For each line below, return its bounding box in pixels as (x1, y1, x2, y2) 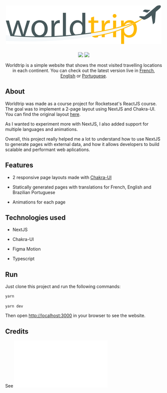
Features (5, 161, 33, 169)
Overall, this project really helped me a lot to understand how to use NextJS (5, 135, 161, 142)
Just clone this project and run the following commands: (5, 283, 121, 289)
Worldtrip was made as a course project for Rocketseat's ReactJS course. (5, 100, 157, 106)
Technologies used (5, 213, 66, 222)
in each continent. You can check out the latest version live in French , (12, 67, 156, 73)
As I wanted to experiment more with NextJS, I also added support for (5, 120, 149, 127)
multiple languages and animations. (5, 126, 78, 132)
